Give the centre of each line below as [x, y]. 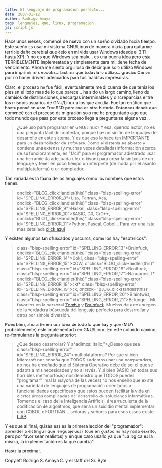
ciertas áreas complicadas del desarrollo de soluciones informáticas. [85, 396]
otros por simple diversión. [44, 315]
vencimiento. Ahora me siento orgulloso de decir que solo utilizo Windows [79, 67]
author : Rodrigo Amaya [28, 18]
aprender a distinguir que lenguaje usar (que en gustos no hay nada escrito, [81, 432]
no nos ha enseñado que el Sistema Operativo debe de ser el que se [85, 365]
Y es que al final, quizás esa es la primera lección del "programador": [74, 426]
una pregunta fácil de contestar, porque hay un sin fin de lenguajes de [87, 133]
